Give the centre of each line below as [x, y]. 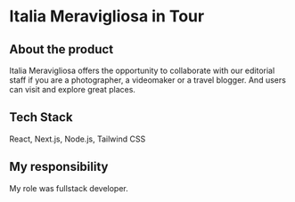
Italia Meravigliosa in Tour [107, 16]
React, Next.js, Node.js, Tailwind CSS [78, 139]
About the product [61, 49]
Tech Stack [41, 117]
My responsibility [59, 167]
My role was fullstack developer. [69, 188]
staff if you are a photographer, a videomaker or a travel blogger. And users [148, 80]
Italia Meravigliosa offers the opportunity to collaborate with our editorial [142, 70]
